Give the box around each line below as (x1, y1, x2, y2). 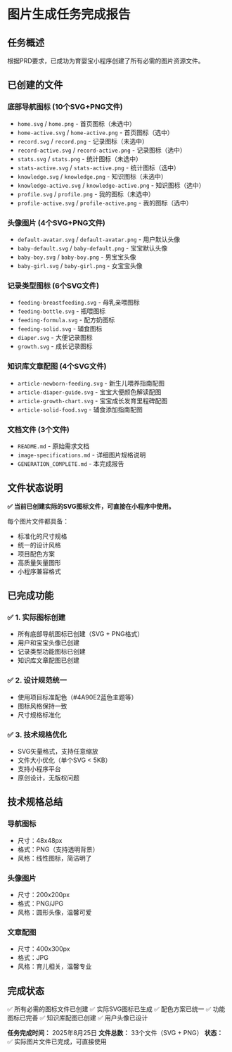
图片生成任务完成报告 (7, 6, 131, 23)
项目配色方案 (17, 550, 55, 558)
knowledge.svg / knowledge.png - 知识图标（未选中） (17, 172, 167, 180)
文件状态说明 (7, 482, 63, 494)
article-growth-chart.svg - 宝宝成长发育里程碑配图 (17, 396, 167, 405)
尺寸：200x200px (17, 890, 70, 899)
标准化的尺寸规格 (17, 532, 67, 540)
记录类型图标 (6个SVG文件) (7, 281, 100, 291)
